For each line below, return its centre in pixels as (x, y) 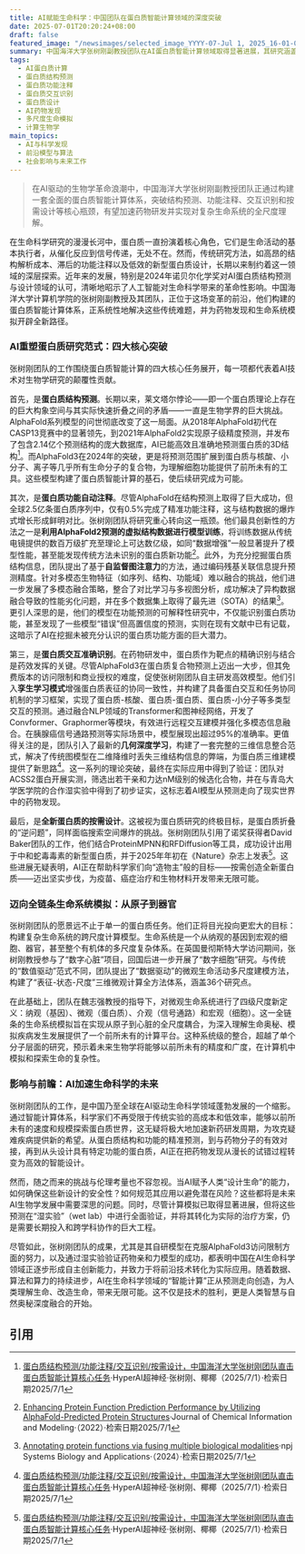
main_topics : (34, 136)
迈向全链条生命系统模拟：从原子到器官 (93, 904)
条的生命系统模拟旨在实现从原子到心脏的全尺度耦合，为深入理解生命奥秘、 (148, 1024)
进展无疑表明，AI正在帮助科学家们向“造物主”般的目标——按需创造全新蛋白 (156, 867)
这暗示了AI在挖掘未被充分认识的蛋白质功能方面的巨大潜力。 (121, 634)
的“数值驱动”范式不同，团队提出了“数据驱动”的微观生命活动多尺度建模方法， (152, 971)
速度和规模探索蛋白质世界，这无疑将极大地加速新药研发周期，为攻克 (160, 1128)
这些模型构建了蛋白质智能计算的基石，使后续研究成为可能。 (136, 478)
